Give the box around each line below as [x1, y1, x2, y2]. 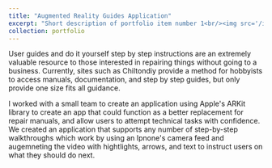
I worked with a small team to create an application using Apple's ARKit [8, 99, 246, 109]
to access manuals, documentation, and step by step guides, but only [8, 74, 240, 85]
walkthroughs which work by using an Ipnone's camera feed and [8, 133, 224, 143]
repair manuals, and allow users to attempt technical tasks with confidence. [8, 116, 261, 126]
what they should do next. [8, 150, 96, 160]
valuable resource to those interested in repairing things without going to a [8, 57, 257, 67]
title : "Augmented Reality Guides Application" [8, 11, 172, 20]
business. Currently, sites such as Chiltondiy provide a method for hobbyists [8, 66, 263, 76]
